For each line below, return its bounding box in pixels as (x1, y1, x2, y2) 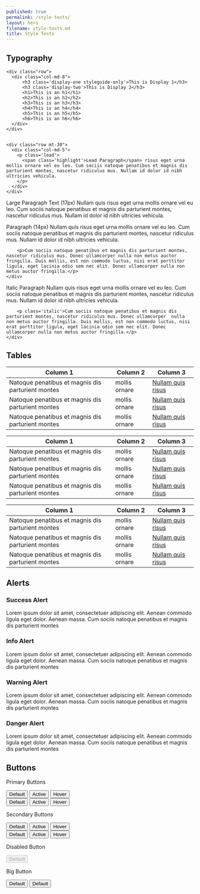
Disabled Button (6, 843, 46, 850)
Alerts (6, 578, 30, 588)
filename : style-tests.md (6, 25, 70, 32)
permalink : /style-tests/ (6, 14, 70, 20)
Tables (6, 350, 32, 361)
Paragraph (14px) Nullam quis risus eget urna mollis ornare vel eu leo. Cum (6, 223, 190, 230)
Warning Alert (6, 678, 48, 686)
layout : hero (6, 20, 39, 26)
